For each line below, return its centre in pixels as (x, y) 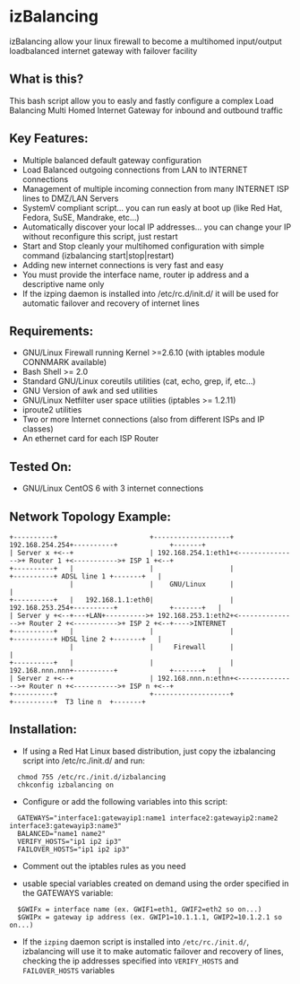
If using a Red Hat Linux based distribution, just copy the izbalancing (149, 751)
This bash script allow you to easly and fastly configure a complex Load (142, 100)
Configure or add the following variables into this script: (125, 801)
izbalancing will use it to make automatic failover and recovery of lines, (153, 951)
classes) (38, 429)
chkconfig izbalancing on (66, 785)
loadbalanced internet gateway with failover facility (103, 50)
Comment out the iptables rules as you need (104, 866)
